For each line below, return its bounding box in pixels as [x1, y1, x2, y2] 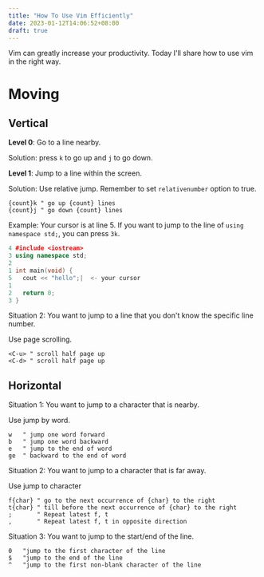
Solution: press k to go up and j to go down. [8, 153, 153, 163]
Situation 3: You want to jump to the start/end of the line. [8, 532, 195, 541]
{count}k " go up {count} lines [8, 200, 116, 207]
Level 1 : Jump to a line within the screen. [8, 168, 142, 178]
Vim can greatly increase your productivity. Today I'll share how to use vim [8, 49, 254, 58]
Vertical [8, 117, 49, 130]
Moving [8, 85, 60, 103]
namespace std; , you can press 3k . [8, 229, 120, 239]
